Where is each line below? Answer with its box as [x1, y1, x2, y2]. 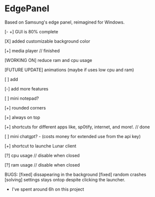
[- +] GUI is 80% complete [4, 28, 59, 34]
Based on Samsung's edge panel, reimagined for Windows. [4, 19, 125, 25]
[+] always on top [4, 114, 40, 120]
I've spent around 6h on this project [11, 186, 84, 192]
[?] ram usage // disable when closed [4, 162, 80, 168]
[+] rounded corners [4, 105, 46, 111]
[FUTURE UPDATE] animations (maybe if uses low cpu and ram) [4, 67, 134, 73]
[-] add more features [4, 85, 49, 91]
